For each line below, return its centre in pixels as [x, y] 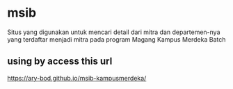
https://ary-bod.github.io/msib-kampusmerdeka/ [77, 78]
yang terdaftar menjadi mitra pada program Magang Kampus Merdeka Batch [116, 39]
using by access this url [60, 62]
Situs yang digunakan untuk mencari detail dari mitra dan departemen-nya [114, 32]
